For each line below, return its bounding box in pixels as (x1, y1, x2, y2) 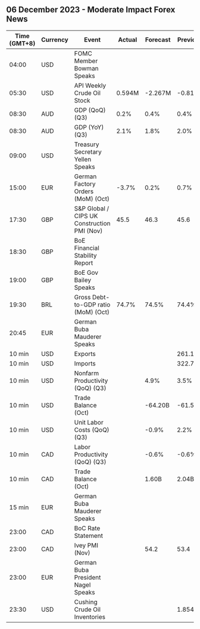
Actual (118, 35, 137, 44)
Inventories (74, 612, 106, 621)
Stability (74, 251, 97, 259)
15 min (9, 503, 29, 512)
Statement (74, 531, 103, 540)
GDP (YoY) (74, 123, 104, 131)
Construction (74, 219, 111, 227)
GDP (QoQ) (74, 106, 106, 114)
